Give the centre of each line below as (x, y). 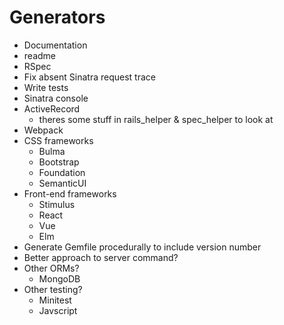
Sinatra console (56, 98)
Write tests (46, 87)
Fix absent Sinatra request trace (89, 77)
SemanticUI (62, 183)
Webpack (43, 130)
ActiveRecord (52, 108)
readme (39, 55)
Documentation (55, 45)
